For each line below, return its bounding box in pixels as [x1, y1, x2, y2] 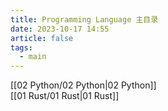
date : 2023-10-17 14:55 [10, 24, 110, 34]
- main [19, 52, 47, 62]
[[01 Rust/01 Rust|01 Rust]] [10, 90, 120, 102]
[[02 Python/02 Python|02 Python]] [10, 79, 157, 91]
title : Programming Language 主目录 [10, 14, 159, 25]
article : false [10, 33, 74, 43]
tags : [10, 42, 33, 53]
